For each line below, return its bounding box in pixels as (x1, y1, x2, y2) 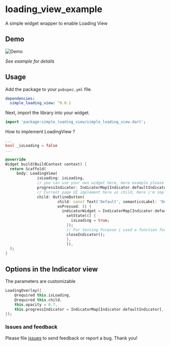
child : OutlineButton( (37, 194, 85, 200)
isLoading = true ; (70, 218, 110, 223)
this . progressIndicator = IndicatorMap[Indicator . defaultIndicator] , (14, 307, 164, 312)
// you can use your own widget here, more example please (37, 180, 164, 185)
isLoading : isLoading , (37, 176, 85, 181)
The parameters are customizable (5, 278, 76, 284)
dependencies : (5, 96, 35, 101)
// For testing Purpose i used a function (66, 227, 157, 232)
